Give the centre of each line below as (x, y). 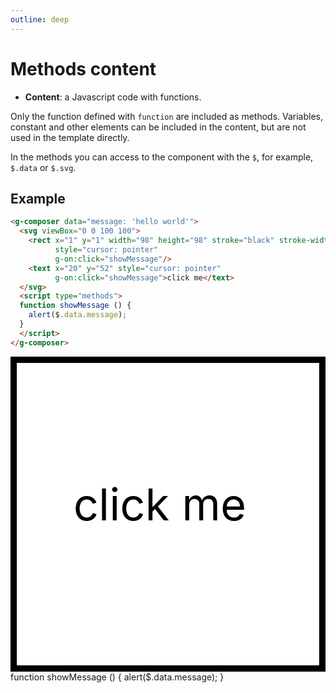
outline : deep (40, 19)
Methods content (83, 68)
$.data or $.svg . (43, 167)
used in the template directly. (70, 137)
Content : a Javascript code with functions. (113, 97)
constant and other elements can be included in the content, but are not (158, 127)
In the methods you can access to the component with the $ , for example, (162, 157)
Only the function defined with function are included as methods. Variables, (167, 116)
